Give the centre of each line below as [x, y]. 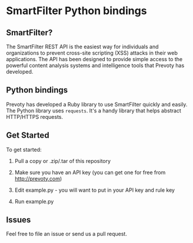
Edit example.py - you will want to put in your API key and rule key [95, 190]
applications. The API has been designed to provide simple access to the [94, 59]
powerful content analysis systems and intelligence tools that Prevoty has [95, 65]
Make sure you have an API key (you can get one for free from [90, 172]
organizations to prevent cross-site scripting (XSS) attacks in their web [92, 53]
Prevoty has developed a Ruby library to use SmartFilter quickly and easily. [97, 104]
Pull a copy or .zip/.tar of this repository [62, 161]
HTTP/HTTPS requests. [35, 116]
